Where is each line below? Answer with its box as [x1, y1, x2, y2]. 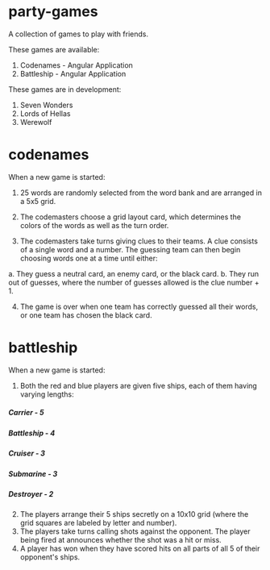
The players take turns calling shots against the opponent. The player [19, 526, 251, 536]
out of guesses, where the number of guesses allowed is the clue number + [8, 277, 260, 287]
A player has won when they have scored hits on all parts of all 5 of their [19, 543, 260, 554]
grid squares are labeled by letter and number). [19, 518, 177, 528]
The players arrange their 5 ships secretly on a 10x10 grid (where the [19, 510, 249, 519]
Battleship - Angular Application [19, 69, 127, 78]
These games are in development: [8, 84, 122, 94]
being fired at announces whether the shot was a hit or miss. [19, 535, 222, 545]
